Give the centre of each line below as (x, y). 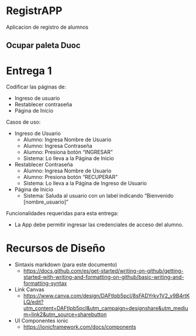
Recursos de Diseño (56, 248)
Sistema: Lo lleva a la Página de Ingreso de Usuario (85, 184)
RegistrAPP (34, 11)
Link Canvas (30, 290)
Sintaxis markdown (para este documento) (66, 264)
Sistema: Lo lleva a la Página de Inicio (68, 158)
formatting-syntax (45, 283)
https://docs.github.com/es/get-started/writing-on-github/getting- (103, 271)
